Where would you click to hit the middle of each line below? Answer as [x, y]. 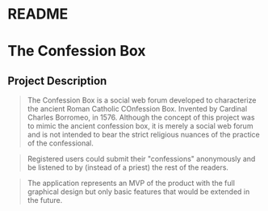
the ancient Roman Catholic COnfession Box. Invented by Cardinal [137, 109]
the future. [45, 200]
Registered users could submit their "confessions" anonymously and [141, 159]
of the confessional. [60, 143]
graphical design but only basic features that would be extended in [138, 192]
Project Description [57, 80]
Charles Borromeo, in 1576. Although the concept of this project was [141, 117]
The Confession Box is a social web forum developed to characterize [142, 100]
